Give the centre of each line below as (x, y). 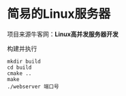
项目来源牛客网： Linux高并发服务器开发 (63, 34)
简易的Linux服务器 (59, 14)
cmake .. (19, 73)
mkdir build (24, 61)
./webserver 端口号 (33, 86)
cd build (19, 67)
